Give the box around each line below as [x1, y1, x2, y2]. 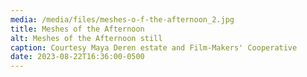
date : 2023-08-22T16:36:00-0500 [10, 52, 145, 62]
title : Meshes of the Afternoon [10, 24, 145, 34]
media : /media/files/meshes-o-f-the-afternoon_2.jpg [10, 14, 235, 25]
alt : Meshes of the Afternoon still [10, 33, 163, 43]
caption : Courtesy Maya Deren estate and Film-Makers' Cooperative [10, 42, 298, 53]
